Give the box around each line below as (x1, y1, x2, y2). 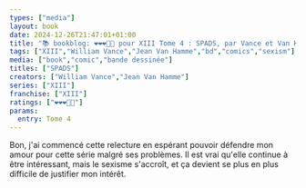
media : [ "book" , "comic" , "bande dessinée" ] (9, 55, 173, 64)
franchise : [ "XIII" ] (9, 89, 88, 98)
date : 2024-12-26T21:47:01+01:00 (9, 30, 137, 39)
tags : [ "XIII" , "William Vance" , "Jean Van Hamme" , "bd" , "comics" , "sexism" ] (9, 47, 296, 56)
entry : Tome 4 (17, 114, 71, 124)
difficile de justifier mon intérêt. (9, 169, 127, 180)
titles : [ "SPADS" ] (9, 64, 79, 74)
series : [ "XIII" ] (9, 81, 76, 90)
